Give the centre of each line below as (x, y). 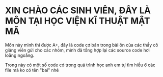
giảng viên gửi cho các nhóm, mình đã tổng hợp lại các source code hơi (77, 50)
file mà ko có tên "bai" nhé (32, 70)
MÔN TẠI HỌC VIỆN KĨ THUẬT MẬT (78, 21)
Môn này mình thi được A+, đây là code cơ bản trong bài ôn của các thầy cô (82, 45)
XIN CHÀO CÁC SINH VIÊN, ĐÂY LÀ (78, 11)
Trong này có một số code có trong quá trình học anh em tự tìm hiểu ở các (80, 65)
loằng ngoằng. (20, 55)
